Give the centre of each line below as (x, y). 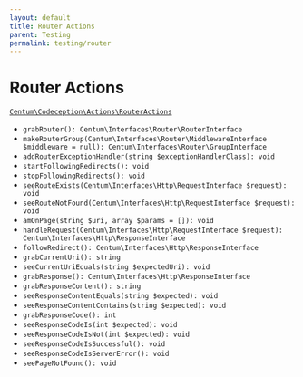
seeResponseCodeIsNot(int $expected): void (106, 335)
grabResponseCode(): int (69, 315)
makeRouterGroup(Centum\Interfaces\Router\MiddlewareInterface (145, 140)
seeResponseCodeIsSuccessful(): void (94, 344)
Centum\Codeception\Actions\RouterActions (91, 112)
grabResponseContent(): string (82, 286)
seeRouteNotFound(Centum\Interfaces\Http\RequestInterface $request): (159, 203)
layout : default (40, 18)
